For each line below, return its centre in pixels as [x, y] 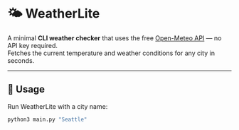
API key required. [33, 45]
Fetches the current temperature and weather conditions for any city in [111, 53]
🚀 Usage [26, 89]
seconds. [21, 60]
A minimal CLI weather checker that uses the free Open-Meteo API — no [115, 38]
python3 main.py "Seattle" [47, 119]
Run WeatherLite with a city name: [58, 106]
